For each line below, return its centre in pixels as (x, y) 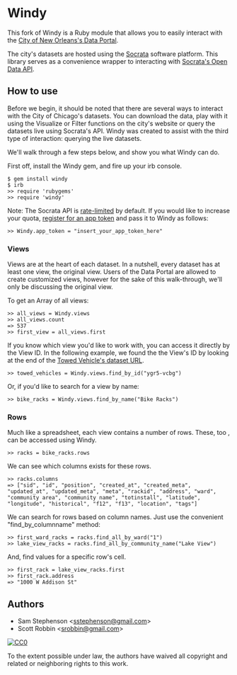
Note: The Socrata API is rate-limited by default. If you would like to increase (119, 210)
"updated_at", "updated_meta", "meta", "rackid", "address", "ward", (112, 492)
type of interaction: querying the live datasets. (75, 138)
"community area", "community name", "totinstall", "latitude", (104, 498)
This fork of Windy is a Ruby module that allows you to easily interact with (115, 33)
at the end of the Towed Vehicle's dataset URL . (76, 361)
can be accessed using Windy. (52, 440)
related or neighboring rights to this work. (68, 664)
